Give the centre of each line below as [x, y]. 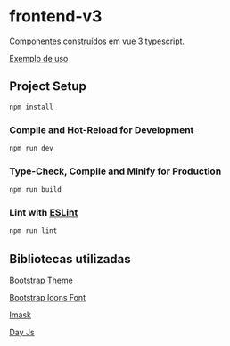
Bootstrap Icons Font [48, 297]
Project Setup [48, 86]
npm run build [36, 190]
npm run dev [31, 148]
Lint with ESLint [44, 212]
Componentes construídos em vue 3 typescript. [97, 41]
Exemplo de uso [39, 58]
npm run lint [33, 231]
